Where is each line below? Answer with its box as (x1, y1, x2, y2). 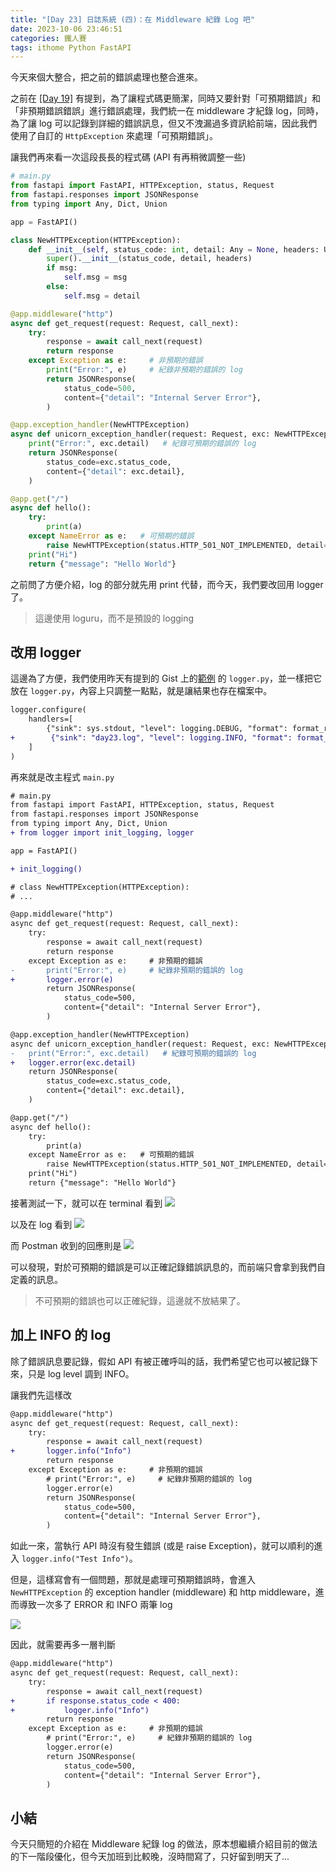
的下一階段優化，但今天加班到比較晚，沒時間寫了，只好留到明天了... (10, 1851, 290, 1863)
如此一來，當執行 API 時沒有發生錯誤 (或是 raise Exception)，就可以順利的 (10, 1540, 315, 1552)
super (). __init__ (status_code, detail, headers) (46, 254, 253, 264)
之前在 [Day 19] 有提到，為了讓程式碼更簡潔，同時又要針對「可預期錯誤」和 (10, 92, 322, 105)
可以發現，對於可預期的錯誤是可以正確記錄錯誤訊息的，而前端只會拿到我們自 (10, 1261, 326, 1273)
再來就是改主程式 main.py (10, 771, 115, 783)
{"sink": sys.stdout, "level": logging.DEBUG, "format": (46, 724, 288, 734)
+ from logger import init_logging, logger (10, 828, 195, 838)
